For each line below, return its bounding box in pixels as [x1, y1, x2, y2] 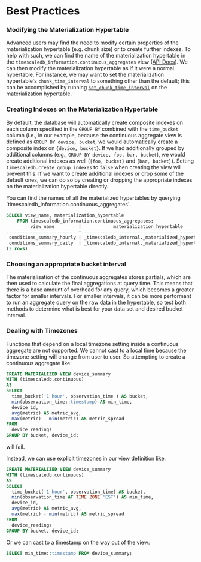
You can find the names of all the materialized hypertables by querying [6, 194, 181, 202]
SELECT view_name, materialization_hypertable [6, 212, 124, 218]
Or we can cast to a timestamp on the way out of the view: [6, 539, 150, 546]
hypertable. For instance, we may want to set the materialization [6, 71, 165, 79]
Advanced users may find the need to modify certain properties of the [6, 39, 179, 46]
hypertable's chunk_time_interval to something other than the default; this [6, 77, 190, 85]
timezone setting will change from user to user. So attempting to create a [6, 353, 186, 360]
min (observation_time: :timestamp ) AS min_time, [11, 399, 133, 405]
